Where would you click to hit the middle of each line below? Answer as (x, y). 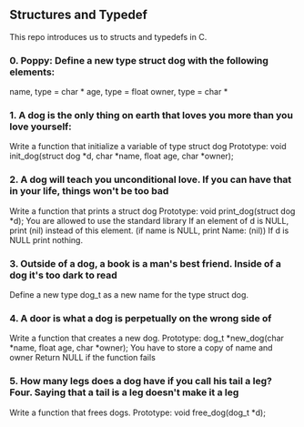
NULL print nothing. (46, 239)
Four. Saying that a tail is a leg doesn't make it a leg (124, 392)
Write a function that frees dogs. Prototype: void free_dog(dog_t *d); (138, 412)
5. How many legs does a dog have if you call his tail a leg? (141, 381)
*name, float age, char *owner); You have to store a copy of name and (141, 348)
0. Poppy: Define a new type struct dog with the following (139, 60)
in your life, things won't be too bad (89, 191)
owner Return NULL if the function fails (83, 358)
